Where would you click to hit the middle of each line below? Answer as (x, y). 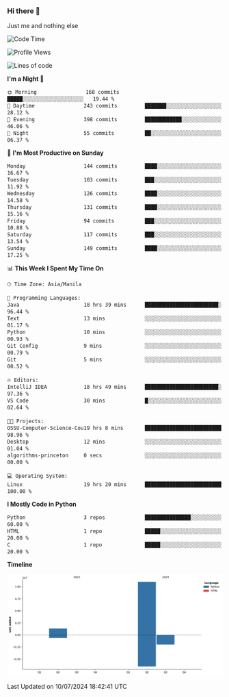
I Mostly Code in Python (42, 504)
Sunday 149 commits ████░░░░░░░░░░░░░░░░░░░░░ (114, 249)
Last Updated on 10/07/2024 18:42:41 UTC (67, 686)
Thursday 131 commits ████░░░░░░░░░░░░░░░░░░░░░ (114, 207)
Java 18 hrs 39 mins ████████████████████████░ (114, 305)
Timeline (20, 565)
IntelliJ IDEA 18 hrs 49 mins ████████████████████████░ (114, 387)
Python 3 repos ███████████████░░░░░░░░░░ (114, 518)
